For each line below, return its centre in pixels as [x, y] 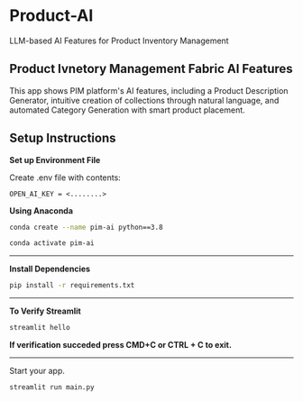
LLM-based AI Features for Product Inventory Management [119, 41]
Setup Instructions [63, 138]
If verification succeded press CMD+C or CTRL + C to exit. [121, 345]
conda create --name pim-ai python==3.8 [87, 227]
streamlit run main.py [52, 387]
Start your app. [37, 371]
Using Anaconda [41, 210]
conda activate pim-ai [52, 243]
